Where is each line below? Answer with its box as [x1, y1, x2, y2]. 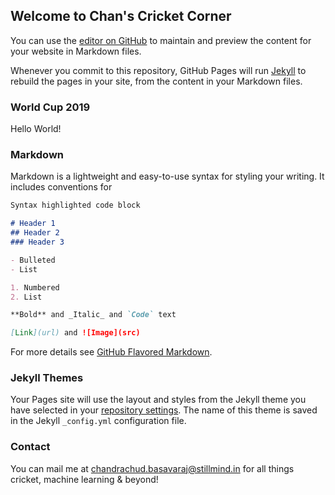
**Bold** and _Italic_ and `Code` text [10, 310, 177, 320]
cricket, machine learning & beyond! [10, 473, 159, 485]
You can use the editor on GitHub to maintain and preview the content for [10, 34, 312, 46]
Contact [10, 440, 51, 454]
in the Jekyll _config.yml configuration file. [10, 415, 187, 427]
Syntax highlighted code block [10, 200, 141, 211]
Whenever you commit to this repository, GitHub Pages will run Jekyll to [10, 64, 307, 76]
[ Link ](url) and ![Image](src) [10, 328, 141, 338]
